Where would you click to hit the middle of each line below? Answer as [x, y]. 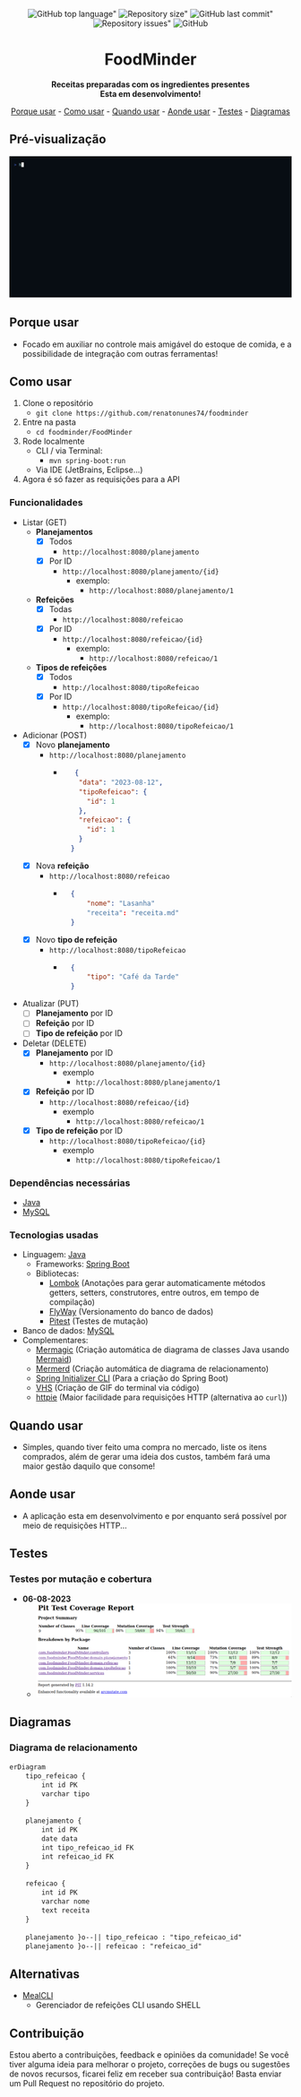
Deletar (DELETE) [54, 1043]
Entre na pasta [49, 422]
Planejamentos [64, 531]
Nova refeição [62, 866]
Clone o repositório [58, 403]
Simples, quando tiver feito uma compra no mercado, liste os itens [144, 1447]
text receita [66, 1911]
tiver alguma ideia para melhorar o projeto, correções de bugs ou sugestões [150, 2064]
